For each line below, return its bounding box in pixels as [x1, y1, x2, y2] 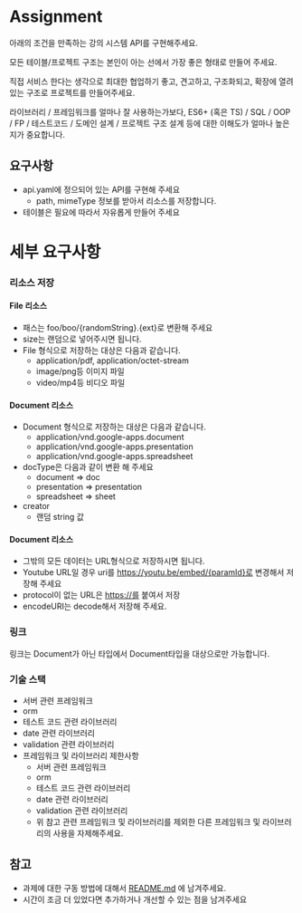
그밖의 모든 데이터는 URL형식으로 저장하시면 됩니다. [22, 555, 205, 567]
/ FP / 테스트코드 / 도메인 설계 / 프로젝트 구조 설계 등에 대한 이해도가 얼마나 [9, 118, 274, 129]
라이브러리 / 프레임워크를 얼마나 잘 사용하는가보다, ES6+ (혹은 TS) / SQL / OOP [9, 106, 291, 117]
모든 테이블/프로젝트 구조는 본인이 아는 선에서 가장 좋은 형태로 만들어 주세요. [9, 56, 278, 67]
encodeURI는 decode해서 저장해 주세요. [22, 601, 167, 612]
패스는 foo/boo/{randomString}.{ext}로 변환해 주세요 [22, 322, 213, 333]
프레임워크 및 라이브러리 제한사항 [22, 750, 139, 762]
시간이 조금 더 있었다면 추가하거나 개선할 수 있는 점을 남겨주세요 [22, 894, 247, 905]
